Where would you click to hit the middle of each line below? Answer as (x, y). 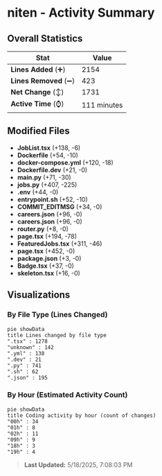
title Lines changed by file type (57, 335)
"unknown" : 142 (30, 347)
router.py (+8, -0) (43, 229)
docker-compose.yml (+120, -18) (65, 162)
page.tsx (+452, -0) (46, 250)
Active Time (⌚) (37, 104)
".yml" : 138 (26, 353)
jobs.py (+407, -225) (47, 185)
